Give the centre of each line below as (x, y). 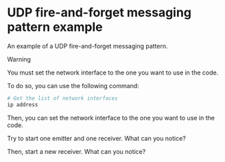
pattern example (55, 27)
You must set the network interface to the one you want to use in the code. (113, 72)
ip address (23, 105)
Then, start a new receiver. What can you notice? (76, 151)
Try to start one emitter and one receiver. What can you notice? (97, 138)
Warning (19, 59)
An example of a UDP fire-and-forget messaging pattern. (87, 46)
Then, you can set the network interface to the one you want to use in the (111, 118)
